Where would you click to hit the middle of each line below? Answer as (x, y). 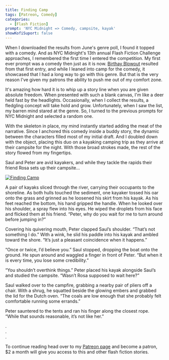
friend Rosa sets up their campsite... (43, 168)
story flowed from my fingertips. (38, 153)
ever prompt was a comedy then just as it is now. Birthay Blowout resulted (82, 64)
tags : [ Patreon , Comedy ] (31, 15)
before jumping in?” (26, 219)
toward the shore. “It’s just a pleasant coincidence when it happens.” (76, 240)
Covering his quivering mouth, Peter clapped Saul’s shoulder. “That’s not (80, 229)
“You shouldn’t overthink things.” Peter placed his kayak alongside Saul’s (80, 270)
